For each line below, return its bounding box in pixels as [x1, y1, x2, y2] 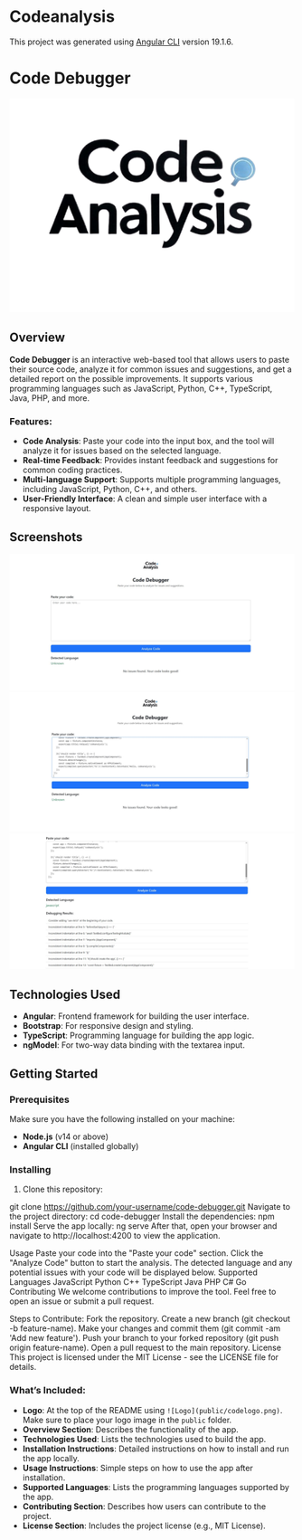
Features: [9, 414, 52, 427]
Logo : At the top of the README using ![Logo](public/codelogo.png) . [22, 1404, 283, 1415]
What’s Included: [9, 1384, 86, 1397]
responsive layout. [22, 503, 92, 514]
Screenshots [9, 529, 83, 545]
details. [9, 1362, 37, 1373]
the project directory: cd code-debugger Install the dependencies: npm [9, 1211, 275, 1222]
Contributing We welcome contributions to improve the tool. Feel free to [9, 1287, 277, 1298]
